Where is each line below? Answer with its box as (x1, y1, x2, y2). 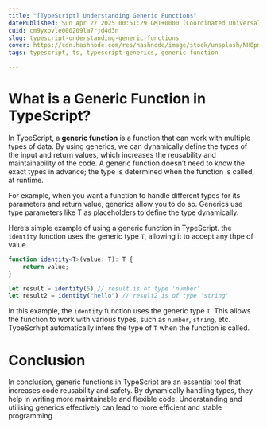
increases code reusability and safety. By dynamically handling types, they (8, 386, 253, 395)
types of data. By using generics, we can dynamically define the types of (8, 141, 248, 151)
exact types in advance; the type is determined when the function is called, (8, 166, 255, 176)
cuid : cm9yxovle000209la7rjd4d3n (8, 26, 119, 34)
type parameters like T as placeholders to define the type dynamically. (8, 208, 239, 217)
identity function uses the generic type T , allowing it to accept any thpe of (8, 232, 254, 241)
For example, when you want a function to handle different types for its (8, 190, 241, 200)
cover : (8, 41, 30, 49)
